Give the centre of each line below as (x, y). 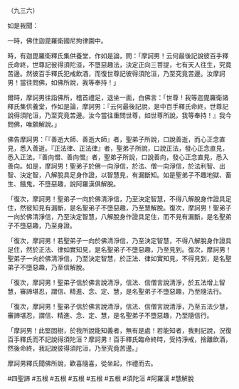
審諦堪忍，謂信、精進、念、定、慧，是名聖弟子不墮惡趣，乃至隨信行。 (110, 315)
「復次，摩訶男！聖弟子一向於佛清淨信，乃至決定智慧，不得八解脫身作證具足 (119, 199)
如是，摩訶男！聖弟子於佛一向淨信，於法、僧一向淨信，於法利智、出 (126, 166)
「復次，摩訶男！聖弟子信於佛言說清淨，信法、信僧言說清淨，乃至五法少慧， (119, 307)
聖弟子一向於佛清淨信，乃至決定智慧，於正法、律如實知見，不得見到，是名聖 (119, 259)
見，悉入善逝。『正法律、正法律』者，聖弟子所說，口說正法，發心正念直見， (118, 148)
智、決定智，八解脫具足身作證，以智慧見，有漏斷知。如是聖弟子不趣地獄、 (116, 175)
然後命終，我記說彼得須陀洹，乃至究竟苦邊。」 (74, 348)
